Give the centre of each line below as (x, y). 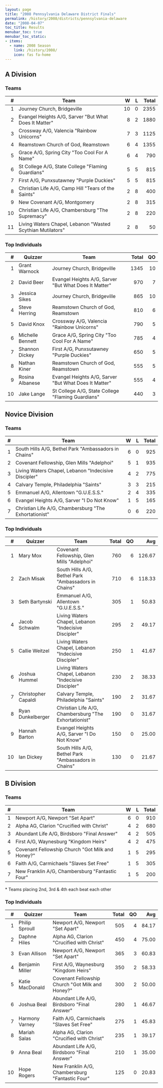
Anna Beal (30, 1053)
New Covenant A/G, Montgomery (57, 202)
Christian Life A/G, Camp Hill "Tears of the (67, 188)
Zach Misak (32, 579)
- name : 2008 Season (30, 46)
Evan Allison (33, 954)
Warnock (29, 271)
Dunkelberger (34, 717)
